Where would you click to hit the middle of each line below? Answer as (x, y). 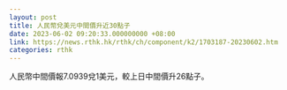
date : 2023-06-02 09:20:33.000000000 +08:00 (92, 34)
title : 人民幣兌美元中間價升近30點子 (70, 26)
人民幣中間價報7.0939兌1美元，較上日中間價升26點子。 (109, 77)
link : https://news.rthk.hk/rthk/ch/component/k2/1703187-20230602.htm (143, 42)
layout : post (33, 17)
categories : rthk (41, 50)
